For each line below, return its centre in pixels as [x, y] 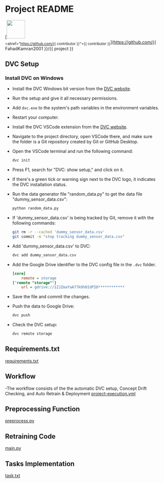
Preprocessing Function [42, 409]
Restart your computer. [35, 117]
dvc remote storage [32, 334]
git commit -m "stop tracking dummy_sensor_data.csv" [68, 237]
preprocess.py [20, 421]
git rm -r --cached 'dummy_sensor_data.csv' [58, 232]
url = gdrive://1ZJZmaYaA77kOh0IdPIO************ [73, 287]
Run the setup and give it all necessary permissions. [65, 98]
